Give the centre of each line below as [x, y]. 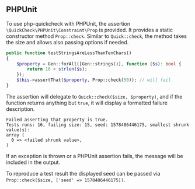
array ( [15, 135]
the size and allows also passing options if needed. [67, 42]
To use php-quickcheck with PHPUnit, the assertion [68, 23]
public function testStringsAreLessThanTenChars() [69, 53]
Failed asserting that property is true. [57, 120]
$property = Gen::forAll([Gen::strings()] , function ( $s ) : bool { [99, 64]
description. [20, 109]
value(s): [18, 130]
